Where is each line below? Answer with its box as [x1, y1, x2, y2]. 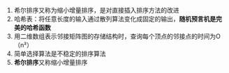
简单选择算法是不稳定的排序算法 [13, 49, 106, 58]
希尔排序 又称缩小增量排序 [13, 58, 88, 66]
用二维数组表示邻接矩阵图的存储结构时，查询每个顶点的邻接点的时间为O [13, 32, 221, 40]
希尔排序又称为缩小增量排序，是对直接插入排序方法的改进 [13, 6, 179, 14]
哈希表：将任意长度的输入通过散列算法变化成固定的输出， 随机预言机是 [13, 15, 216, 23]
